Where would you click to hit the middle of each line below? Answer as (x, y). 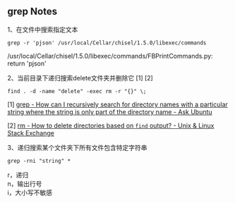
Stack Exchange (31, 133)
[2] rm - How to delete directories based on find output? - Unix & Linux (111, 125)
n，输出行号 (25, 183)
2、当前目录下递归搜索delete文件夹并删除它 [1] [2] (80, 78)
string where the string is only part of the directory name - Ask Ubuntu (110, 111)
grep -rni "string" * (39, 161)
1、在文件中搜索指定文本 (43, 29)
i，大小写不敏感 (30, 192)
